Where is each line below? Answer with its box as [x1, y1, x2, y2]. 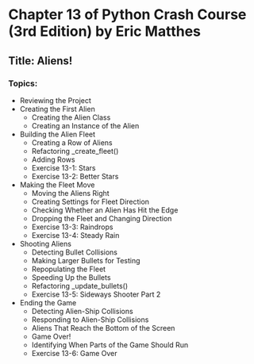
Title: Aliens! [8, 54, 73, 67]
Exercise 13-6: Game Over [31, 348, 117, 358]
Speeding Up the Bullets [31, 272, 111, 282]
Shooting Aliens [19, 239, 71, 248]
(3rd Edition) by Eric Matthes [8, 22, 201, 40]
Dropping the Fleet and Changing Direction [31, 213, 172, 223]
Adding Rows [31, 155, 75, 164]
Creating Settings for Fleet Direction [31, 197, 149, 206]
